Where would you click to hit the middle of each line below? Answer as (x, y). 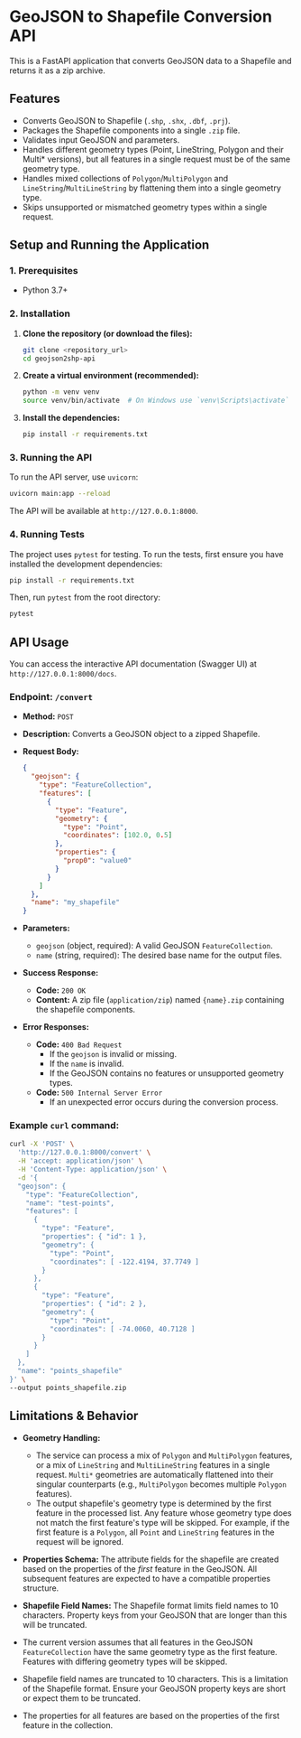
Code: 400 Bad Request (79, 1044)
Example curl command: (64, 1126)
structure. (41, 1588)
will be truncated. (55, 1624)
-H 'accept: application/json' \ (80, 1161)
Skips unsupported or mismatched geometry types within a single (145, 207)
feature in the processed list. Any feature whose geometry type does (164, 1513)
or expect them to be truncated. (82, 1698)
